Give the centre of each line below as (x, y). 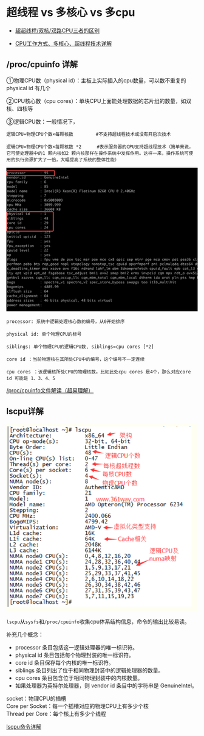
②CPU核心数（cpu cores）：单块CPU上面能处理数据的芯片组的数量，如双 (99, 101)
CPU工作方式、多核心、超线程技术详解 (63, 43)
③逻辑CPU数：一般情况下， (42, 121)
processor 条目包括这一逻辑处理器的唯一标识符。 (76, 647)
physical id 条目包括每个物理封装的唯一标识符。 (75, 655)
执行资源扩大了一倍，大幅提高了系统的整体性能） (67, 160)
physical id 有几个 (29, 88)
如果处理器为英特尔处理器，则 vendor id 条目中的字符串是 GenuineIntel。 (106, 685)
